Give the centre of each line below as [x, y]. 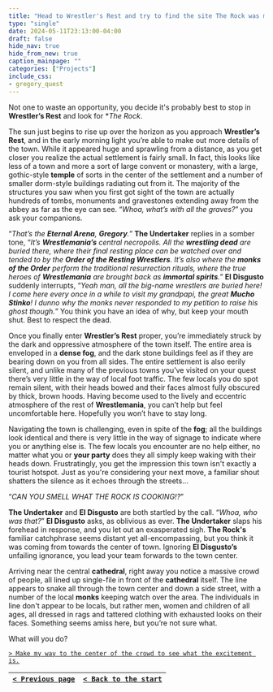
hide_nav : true [34, 46]
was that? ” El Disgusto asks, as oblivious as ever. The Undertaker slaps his [135, 521]
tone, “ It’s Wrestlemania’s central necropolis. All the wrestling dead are [130, 242]
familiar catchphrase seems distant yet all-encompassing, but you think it [131, 538]
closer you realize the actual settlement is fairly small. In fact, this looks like [134, 157]
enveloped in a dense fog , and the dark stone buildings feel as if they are [131, 352]
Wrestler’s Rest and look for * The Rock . [76, 115]
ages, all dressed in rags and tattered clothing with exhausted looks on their [135, 614]
